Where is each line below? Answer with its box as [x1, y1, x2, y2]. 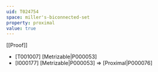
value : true [6, 25, 36, 32]
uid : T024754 [6, 8, 39, 15]
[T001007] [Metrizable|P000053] [14, 53, 97, 60]
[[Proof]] [6, 42, 28, 49]
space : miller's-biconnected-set [6, 14, 90, 20]
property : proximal [6, 20, 55, 26]
